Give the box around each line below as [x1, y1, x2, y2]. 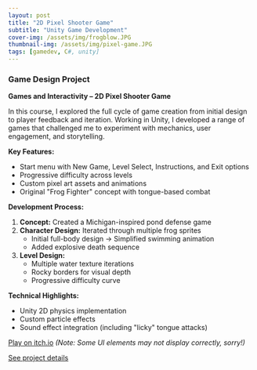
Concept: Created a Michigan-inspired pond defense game [19, 217, 212, 227]
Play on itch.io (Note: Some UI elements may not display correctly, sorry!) [8, 338, 245, 347]
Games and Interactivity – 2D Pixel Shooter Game [8, 92, 171, 101]
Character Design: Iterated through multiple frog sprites [19, 226, 201, 235]
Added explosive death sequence [31, 242, 139, 252]
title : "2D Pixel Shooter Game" [8, 19, 114, 27]
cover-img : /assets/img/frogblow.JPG [8, 33, 132, 42]
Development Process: [8, 202, 85, 212]
